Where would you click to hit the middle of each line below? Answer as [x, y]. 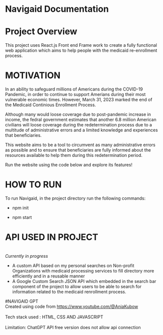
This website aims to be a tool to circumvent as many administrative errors [80, 145]
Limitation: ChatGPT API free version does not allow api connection [73, 327]
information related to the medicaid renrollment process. [69, 292]
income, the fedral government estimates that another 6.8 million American [81, 120]
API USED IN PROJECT [52, 237]
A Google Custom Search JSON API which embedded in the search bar [84, 281]
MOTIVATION [33, 76]
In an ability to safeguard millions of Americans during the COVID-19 [74, 89]
